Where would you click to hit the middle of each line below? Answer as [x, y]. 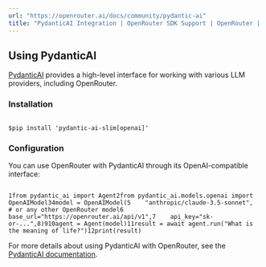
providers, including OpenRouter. [63, 83]
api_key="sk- [192, 216]
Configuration [36, 148]
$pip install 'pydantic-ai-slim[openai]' [79, 128]
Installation [31, 104]
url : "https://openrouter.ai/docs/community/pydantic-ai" [107, 16]
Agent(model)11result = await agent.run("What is [168, 224]
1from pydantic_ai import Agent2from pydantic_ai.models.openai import [131, 196]
